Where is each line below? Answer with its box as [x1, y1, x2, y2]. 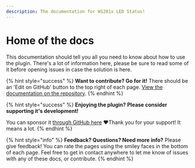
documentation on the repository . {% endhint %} [6, 89, 124, 97]
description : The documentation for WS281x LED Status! [6, 8, 145, 15]
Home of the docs [6, 33, 94, 47]
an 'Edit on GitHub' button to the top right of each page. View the [6, 83, 163, 90]
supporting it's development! [6, 107, 79, 115]
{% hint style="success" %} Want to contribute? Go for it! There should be [6, 77, 189, 84]
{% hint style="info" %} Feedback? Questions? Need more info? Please [6, 136, 182, 143]
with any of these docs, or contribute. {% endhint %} [6, 155, 134, 162]
